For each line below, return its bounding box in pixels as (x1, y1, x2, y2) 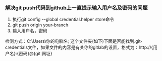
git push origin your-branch (12, 22, 68, 28)
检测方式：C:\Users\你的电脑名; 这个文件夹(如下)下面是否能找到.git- (5, 38, 143, 44)
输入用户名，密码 (12, 28, 48, 34)
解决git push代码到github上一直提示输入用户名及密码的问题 (5, 4, 148, 11)
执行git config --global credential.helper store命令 (12, 16, 114, 23)
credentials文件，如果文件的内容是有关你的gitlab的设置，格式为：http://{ (5, 44, 154, 50)
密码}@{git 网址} (18, 51, 53, 57)
